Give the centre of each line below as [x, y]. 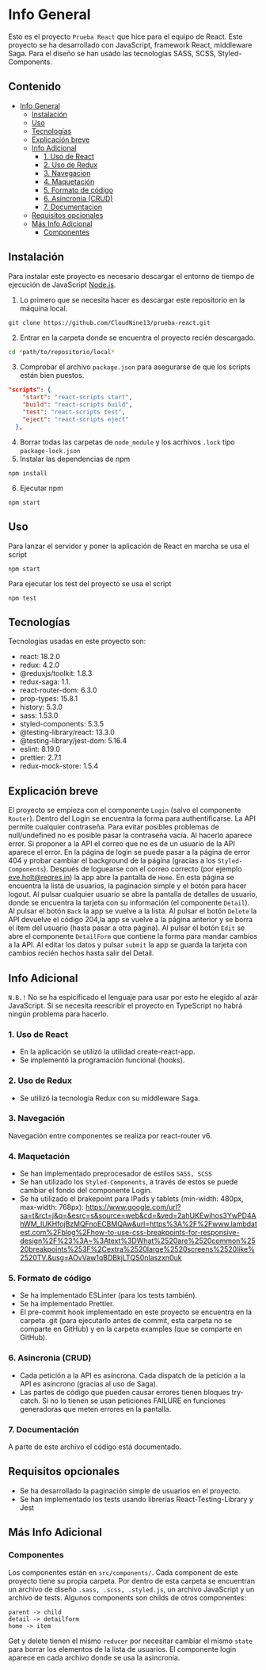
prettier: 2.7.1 [40, 757]
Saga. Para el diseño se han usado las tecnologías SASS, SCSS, [112, 53]
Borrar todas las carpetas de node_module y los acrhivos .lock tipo [127, 442]
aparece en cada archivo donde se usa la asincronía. [94, 1657]
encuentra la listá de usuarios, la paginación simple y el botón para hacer [127, 886]
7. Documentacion [73, 207]
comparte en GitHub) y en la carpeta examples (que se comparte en [131, 1329]
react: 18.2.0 [40, 657]
